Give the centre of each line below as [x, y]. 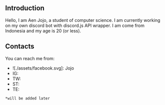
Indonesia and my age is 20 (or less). [43, 31]
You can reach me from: [30, 58]
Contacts [20, 47]
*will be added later [28, 98]
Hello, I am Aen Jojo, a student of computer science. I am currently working [83, 20]
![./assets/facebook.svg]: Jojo [43, 68]
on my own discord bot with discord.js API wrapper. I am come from [75, 25]
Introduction [25, 8]
